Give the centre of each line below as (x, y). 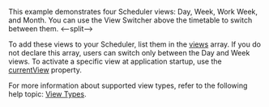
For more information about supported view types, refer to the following (128, 85)
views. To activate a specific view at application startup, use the (115, 61)
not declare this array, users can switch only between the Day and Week (129, 53)
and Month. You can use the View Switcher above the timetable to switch (130, 20)
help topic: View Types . (47, 94)
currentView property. (45, 70)
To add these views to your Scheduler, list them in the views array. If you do (135, 44)
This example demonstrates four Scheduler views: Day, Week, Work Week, (133, 12)
